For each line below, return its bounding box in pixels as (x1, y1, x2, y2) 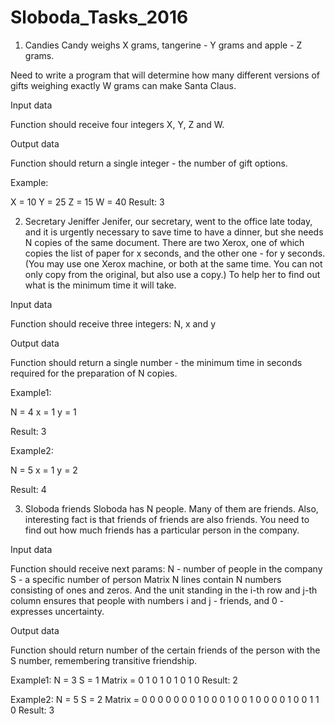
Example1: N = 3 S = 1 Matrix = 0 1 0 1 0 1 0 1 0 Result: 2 (10, 674, 238, 686)
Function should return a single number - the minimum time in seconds (10, 356, 303, 368)
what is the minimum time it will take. (24, 279, 177, 291)
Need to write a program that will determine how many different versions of (10, 69, 321, 81)
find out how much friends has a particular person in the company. (24, 524, 300, 536)
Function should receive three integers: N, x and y (10, 317, 217, 330)
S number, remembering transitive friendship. (10, 654, 198, 666)
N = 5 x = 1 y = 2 (10, 464, 78, 476)
